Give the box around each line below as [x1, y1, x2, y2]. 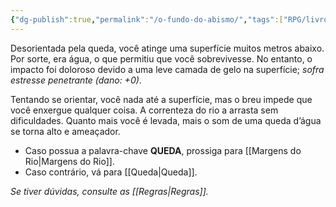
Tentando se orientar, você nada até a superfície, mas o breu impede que [10, 93, 313, 105]
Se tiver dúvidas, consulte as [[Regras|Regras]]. [10, 185, 209, 197]
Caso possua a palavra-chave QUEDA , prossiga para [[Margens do [24, 144, 302, 156]
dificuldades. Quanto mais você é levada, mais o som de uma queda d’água [10, 114, 322, 126]
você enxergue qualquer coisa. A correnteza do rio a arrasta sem [10, 104, 279, 116]
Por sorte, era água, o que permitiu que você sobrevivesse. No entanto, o [10, 52, 313, 65]
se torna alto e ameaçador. [10, 125, 121, 137]
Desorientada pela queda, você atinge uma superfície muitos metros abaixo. [10, 42, 325, 54]
